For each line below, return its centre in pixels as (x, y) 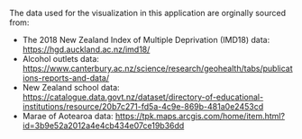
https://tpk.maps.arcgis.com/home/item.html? (201, 116)
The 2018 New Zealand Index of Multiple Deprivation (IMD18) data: (146, 40)
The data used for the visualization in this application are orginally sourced (148, 13)
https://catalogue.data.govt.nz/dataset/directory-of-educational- (143, 97)
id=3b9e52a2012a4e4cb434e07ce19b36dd (103, 126)
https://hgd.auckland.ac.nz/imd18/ (86, 49)
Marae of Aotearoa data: (68, 116)
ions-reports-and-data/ (66, 78)
